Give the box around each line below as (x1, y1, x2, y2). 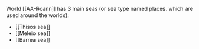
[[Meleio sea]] (15, 30, 50, 37)
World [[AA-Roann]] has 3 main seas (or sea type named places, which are (6, 5, 194, 12)
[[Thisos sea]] (15, 24, 50, 30)
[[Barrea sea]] (15, 36, 50, 43)
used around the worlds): (6, 11, 70, 19)
